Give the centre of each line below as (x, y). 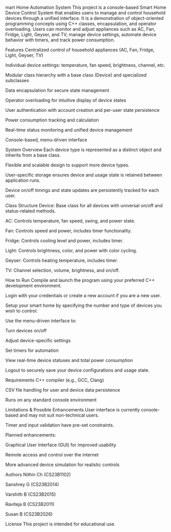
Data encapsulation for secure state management (57, 90)
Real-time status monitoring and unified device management (69, 130)
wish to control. (22, 311)
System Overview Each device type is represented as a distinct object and (83, 150)
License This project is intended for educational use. (60, 524)
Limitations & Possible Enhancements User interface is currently (73, 410)
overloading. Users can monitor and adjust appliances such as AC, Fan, (80, 29)
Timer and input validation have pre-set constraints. (60, 425)
